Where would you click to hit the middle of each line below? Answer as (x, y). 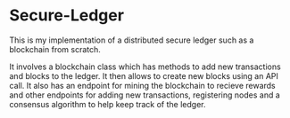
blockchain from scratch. (55, 49)
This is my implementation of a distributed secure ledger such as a (132, 40)
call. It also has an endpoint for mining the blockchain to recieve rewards (143, 85)
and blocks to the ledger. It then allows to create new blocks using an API (144, 75)
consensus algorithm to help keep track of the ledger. (108, 104)
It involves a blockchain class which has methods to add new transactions (145, 67)
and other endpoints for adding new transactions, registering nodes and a (145, 95)
